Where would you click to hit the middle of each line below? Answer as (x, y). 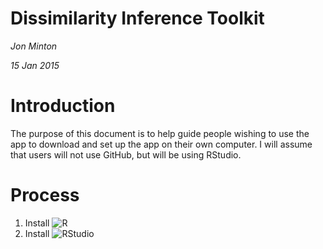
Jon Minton (34, 46)
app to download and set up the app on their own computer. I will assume (161, 144)
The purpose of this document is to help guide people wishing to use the (160, 133)
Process (45, 195)
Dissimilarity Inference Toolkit (137, 18)
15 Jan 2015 (35, 65)
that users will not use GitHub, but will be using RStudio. (126, 154)
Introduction (63, 106)
